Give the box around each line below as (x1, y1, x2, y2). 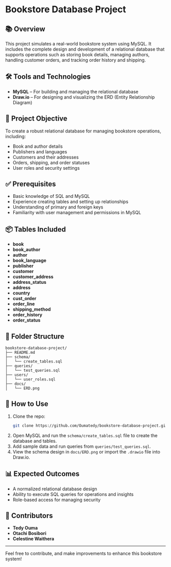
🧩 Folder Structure (5, 332, 65, 341)
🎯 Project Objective (5, 114, 68, 123)
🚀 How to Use (5, 400, 48, 409)
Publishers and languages (12, 148, 67, 154)
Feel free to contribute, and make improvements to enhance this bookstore (5, 551, 162, 557)
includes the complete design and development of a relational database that (5, 46, 165, 52)
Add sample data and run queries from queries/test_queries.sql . (12, 443, 151, 449)
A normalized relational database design (12, 486, 98, 492)
